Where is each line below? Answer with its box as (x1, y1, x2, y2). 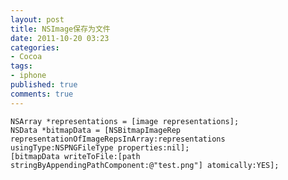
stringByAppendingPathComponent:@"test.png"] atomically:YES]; (10, 160, 280, 170)
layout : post (10, 14, 65, 25)
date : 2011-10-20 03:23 (10, 33, 110, 43)
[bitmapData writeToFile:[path (10, 151, 141, 161)
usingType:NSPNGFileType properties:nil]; (10, 142, 190, 153)
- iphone (10, 71, 47, 81)
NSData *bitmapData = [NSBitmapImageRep (10, 125, 182, 135)
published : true (10, 80, 78, 90)
